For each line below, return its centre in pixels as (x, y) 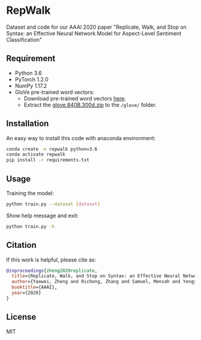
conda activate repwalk (36, 154)
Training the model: (30, 193)
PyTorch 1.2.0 (32, 79)
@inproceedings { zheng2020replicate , (52, 271)
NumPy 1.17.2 (31, 86)
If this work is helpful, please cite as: (51, 259)
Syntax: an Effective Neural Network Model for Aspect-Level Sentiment (94, 33)
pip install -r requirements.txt (48, 160)
